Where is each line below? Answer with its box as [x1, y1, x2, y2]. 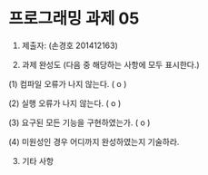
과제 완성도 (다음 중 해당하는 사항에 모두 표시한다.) [21, 59, 201, 70]
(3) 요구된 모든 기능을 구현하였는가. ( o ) [8, 117, 151, 128]
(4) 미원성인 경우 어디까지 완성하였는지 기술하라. [8, 136, 180, 147]
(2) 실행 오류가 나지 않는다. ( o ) [8, 97, 122, 109]
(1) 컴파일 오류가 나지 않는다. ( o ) [8, 78, 127, 89]
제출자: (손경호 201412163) [21, 40, 119, 51]
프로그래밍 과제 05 [8, 8, 140, 29]
